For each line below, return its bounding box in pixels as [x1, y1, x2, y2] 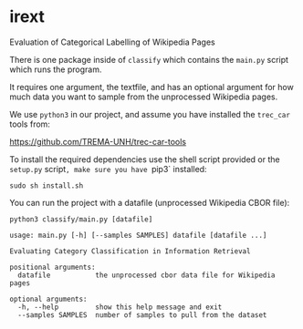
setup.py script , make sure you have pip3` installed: [9, 163, 207, 174]
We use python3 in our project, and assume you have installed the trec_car [9, 108, 290, 119]
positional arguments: [9, 262, 96, 272]
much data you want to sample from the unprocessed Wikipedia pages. [9, 91, 278, 102]
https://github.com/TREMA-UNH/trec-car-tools [9, 136, 187, 147]
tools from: [9, 118, 50, 129]
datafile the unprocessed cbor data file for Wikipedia [17, 271, 276, 280]
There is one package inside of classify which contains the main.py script [9, 54, 289, 65]
